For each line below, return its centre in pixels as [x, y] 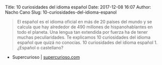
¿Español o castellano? [40, 48]
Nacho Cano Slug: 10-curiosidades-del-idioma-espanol [61, 12]
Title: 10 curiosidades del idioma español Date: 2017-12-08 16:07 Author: [78, 7]
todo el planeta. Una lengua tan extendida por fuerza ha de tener [82, 32]
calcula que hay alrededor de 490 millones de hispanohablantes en [85, 27]
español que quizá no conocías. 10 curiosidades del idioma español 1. [87, 43]
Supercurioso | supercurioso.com [46, 57]
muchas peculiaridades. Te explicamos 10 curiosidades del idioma [84, 37]
